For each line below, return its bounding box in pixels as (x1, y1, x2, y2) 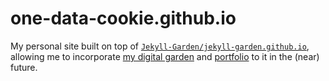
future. (10, 61, 38, 73)
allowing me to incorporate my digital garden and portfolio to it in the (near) (10, 50, 320, 62)
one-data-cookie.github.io (10, 7, 237, 30)
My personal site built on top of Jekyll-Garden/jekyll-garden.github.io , (10, 40, 310, 52)
